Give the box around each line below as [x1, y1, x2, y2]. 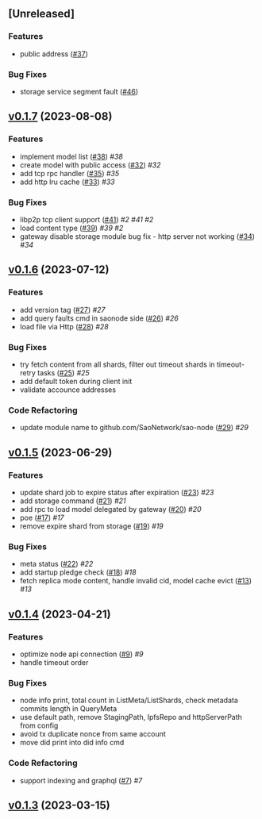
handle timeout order [19, 657, 89, 667]
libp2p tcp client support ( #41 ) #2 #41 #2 [19, 214, 154, 224]
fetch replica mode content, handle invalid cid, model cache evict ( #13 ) [19, 576, 252, 586]
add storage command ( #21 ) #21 [19, 496, 126, 506]
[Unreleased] [8, 7, 75, 21]
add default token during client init [19, 376, 133, 386]
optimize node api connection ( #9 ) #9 [19, 649, 144, 659]
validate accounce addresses [19, 385, 117, 394]
